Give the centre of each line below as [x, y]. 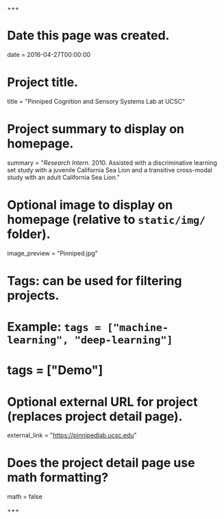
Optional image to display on [90, 205]
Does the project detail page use [101, 463]
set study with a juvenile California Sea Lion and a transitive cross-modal [110, 170]
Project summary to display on [96, 129]
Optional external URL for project [102, 402]
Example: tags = [54, 327]
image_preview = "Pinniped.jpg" [52, 253]
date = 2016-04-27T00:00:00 [49, 54]
